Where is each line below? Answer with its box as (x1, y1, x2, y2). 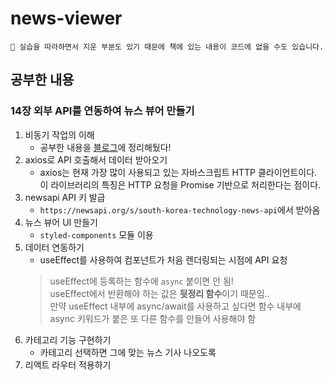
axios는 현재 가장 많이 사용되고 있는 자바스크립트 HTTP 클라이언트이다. (39, 166, 318, 178)
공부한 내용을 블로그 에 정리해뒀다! (39, 141, 172, 153)
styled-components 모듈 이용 (39, 228, 154, 241)
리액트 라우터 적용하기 (24, 358, 112, 371)
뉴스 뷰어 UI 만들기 (24, 216, 98, 228)
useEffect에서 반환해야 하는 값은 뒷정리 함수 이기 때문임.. (49, 287, 270, 299)
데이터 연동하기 (24, 241, 85, 253)
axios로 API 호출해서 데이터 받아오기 (24, 153, 168, 166)
